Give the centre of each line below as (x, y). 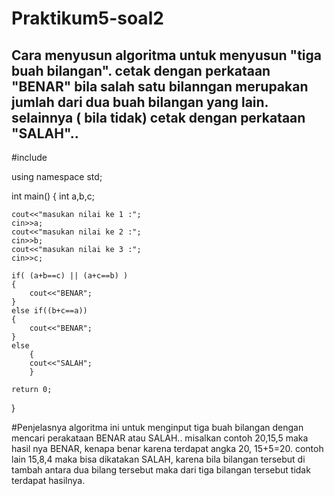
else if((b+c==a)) (49, 311)
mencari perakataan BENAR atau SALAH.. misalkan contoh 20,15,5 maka (160, 438)
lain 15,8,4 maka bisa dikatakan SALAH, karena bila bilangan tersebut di (158, 459)
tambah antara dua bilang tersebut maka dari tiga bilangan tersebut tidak (161, 470)
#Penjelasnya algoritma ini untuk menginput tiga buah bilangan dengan (157, 427)
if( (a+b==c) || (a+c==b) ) (70, 276)
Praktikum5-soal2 (87, 18)
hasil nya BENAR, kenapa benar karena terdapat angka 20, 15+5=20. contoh (167, 448)
